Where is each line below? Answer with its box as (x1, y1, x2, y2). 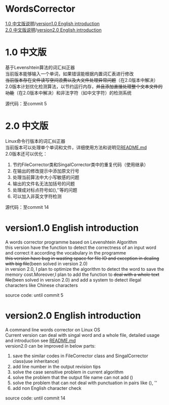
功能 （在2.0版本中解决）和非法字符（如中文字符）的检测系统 (5, 89, 132, 96)
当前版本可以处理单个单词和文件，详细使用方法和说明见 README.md (5, 144, 147, 150)
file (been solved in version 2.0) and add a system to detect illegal (5, 276, 142, 283)
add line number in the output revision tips (12, 363, 101, 369)
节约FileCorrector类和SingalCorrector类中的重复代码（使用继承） (12, 161, 149, 168)
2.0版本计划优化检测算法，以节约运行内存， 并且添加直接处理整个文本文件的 (5, 83, 163, 89)
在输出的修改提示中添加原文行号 (12, 168, 79, 174)
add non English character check (12, 385, 82, 391)
